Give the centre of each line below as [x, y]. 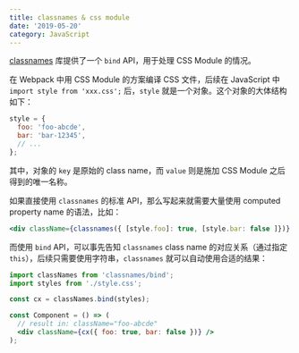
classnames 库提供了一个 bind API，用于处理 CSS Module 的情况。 [133, 61]
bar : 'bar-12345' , [52, 136]
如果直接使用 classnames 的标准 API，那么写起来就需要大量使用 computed [145, 200]
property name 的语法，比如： [65, 212]
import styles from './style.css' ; [76, 283]
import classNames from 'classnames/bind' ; [92, 275]
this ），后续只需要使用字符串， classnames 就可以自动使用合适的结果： [139, 258]
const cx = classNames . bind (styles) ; [80, 299]
